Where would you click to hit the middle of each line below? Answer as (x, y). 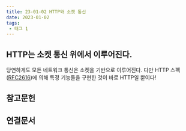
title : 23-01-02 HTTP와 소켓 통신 (46, 12)
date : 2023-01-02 (28, 17)
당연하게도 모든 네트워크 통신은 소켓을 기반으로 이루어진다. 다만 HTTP (88, 70)
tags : (13, 23)
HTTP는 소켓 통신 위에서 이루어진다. (69, 54)
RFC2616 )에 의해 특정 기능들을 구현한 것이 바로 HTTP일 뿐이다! (82, 78)
